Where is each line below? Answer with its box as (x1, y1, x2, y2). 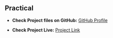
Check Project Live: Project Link (12, 27, 81, 33)
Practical (5, 4, 34, 12)
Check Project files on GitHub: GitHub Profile (12, 17, 108, 23)
